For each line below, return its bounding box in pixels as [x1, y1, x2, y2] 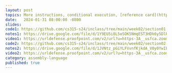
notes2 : [5, 46, 22, 51]
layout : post [5, 7, 33, 13]
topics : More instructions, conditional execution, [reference [5, 12, 143, 17]
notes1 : [5, 31, 22, 36]
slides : [5, 22, 22, 27]
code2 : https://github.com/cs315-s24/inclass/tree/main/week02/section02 [5, 41, 166, 46]
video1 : [5, 36, 22, 42]
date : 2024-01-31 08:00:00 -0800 [5, 17, 81, 22]
